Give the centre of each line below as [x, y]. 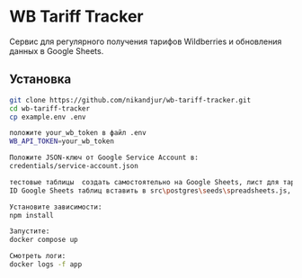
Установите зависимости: [56, 207]
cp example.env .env [48, 117]
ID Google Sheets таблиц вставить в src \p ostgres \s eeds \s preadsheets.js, [151, 191]
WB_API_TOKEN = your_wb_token [62, 141]
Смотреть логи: [38, 256]
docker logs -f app [46, 265]
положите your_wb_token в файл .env [78, 133]
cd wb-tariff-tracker [50, 108]
